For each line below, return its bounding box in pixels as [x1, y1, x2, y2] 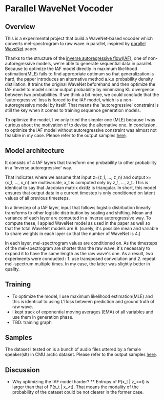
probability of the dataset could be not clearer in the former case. [12, 389, 144, 395]
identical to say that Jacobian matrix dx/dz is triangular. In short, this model [5, 185, 156, 190]
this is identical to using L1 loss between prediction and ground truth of [12, 298, 155, 304]
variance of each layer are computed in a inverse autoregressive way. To [5, 215, 151, 221]
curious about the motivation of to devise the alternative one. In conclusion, [5, 122, 157, 128]
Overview [5, 23, 36, 31]
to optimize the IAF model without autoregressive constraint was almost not [5, 127, 157, 133]
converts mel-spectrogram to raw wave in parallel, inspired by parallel [5, 41, 146, 47]
